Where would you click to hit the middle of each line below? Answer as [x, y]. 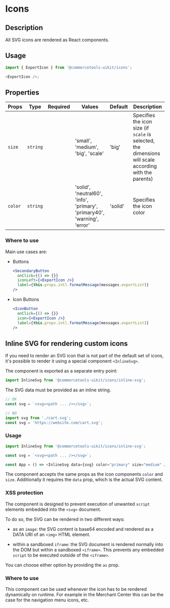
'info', [82, 200]
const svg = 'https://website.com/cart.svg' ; [54, 422]
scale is [142, 134]
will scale [144, 160]
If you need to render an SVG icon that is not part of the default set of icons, [84, 356]
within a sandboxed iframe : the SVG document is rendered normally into [88, 544]
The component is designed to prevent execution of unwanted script [78, 504]
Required [59, 107]
